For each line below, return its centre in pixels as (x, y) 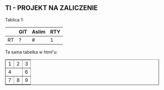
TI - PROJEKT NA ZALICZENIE (51, 8)
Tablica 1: (14, 19)
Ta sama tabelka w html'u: (31, 52)
